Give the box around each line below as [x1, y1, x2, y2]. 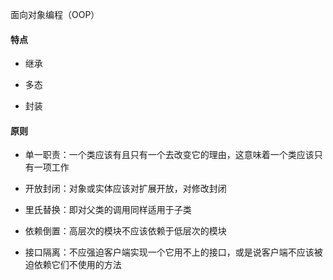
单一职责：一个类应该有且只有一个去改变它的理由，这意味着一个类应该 [24, 149, 315, 161]
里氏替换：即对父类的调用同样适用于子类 [24, 204, 192, 216]
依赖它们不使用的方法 [33, 259, 122, 271]
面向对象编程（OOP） [10, 9, 100, 20]
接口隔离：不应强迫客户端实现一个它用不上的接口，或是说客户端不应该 [24, 246, 315, 258]
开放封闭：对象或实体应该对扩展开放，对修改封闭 [24, 183, 227, 195]
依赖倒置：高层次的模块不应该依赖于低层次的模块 [24, 225, 227, 237]
